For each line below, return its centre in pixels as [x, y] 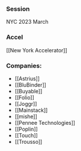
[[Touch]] [26, 135]
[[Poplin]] [26, 129]
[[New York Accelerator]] [37, 50]
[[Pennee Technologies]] [45, 122]
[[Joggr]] [26, 103]
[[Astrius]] [27, 78]
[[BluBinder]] [30, 84]
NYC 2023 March [27, 22]
